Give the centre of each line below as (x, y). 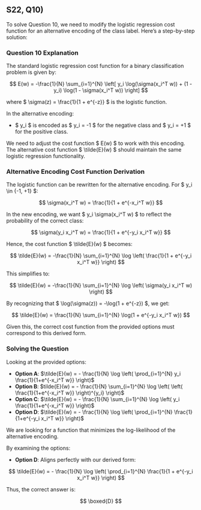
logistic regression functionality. (46, 156)
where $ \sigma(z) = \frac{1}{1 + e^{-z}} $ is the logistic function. (87, 102)
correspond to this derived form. (46, 333)
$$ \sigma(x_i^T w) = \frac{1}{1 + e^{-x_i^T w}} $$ (101, 203)
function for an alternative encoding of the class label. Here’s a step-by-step (100, 31)
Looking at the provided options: (46, 362)
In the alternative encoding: (40, 114)
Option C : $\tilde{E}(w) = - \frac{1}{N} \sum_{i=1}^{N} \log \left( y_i (97, 399)
